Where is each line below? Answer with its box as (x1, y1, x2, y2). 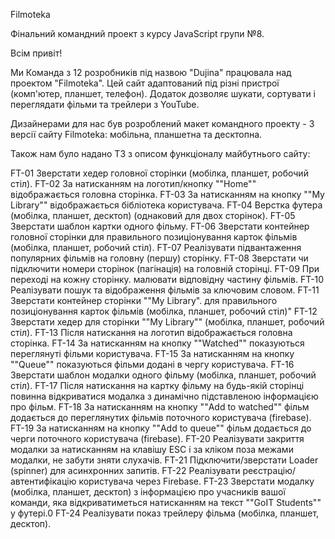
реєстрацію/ (242, 465, 297, 476)
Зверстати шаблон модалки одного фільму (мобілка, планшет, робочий (10, 369, 317, 381)
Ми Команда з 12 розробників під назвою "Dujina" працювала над (10, 67, 292, 78)
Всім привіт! (10, 47, 63, 59)
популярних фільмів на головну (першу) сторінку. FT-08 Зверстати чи (10, 252, 309, 264)
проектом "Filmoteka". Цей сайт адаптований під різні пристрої (10, 77, 280, 89)
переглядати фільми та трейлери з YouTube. (10, 99, 200, 110)
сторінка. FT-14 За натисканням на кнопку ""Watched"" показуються (10, 337, 305, 349)
